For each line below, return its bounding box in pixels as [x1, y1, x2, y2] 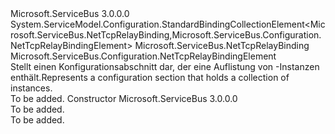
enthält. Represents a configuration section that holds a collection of [10, 72, 290, 83]
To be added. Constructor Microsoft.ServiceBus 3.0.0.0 [10, 93, 238, 104]
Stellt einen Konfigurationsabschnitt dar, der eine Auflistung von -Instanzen [10, 61, 320, 72]
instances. [10, 82, 53, 94]
